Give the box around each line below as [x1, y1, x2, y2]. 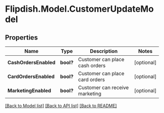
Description [90, 48, 118, 54]
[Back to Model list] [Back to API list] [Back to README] [5, 103, 117, 109]
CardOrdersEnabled [7, 73, 55, 80]
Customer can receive [78, 84, 129, 91]
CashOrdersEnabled [7, 59, 56, 66]
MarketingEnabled [7, 87, 51, 94]
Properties [5, 33, 38, 42]
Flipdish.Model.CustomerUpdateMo [5, 3, 154, 15]
